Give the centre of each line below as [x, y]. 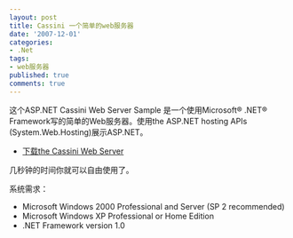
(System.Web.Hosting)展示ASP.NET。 [79, 132]
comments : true [37, 83]
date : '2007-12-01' [45, 34]
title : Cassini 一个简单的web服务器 [71, 26]
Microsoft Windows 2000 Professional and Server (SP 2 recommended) [154, 206]
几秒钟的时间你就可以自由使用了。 [71, 170]
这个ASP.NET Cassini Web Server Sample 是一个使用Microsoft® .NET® [139, 110]
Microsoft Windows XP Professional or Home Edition [118, 216]
